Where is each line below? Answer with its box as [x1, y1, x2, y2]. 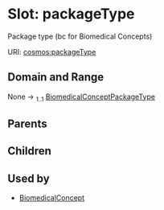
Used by [7, 171, 50, 185]
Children [7, 144, 51, 158]
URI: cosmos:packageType [7, 47, 96, 56]
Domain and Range [7, 70, 105, 84]
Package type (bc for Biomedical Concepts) [7, 31, 153, 41]
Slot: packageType [7, 5, 135, 23]
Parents [7, 117, 47, 130]
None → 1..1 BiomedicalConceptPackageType [7, 92, 156, 103]
